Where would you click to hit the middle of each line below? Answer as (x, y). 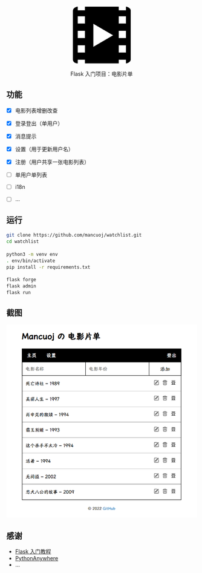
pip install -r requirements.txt (48, 267)
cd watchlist (23, 241)
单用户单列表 (31, 175)
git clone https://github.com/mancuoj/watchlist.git (74, 235)
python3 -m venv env (32, 254)
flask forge (21, 280)
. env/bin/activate (31, 261)
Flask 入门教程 (33, 552)
